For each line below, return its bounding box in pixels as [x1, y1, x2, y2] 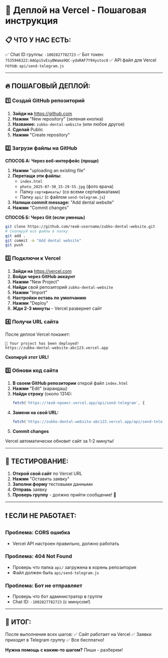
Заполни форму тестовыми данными [12, 481, 93, 487]
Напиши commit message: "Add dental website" [12, 199, 114, 205]
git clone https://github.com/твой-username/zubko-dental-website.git [5, 224, 155, 229]
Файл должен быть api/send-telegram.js [12, 569, 99, 575]
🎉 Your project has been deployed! [5, 341, 79, 346]
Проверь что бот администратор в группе [12, 593, 102, 599]
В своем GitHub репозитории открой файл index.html [12, 380, 128, 386]
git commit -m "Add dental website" [5, 238, 81, 243]
